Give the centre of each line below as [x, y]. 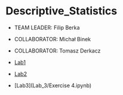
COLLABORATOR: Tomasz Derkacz [57, 50]
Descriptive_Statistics [61, 11]
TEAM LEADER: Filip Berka [47, 27]
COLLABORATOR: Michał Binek [53, 39]
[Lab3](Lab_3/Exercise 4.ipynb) [53, 85]
